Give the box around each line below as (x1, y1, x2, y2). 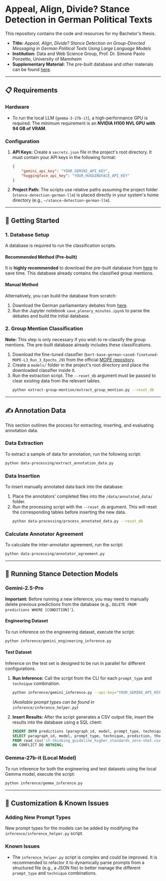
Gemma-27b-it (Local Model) (5, 754, 77, 761)
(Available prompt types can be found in (12, 699, 95, 705)
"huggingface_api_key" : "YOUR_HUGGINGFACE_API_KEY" (21, 173, 130, 178)
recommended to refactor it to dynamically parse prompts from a (12, 859, 145, 865)
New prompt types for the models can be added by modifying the (5, 825, 138, 831)
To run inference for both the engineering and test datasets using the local (5, 766, 157, 772)
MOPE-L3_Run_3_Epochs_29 (12, 358, 64, 363)
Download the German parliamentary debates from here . (12, 302, 128, 308)
